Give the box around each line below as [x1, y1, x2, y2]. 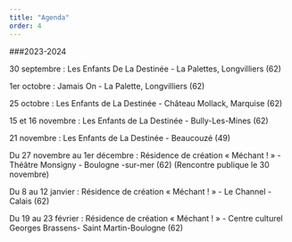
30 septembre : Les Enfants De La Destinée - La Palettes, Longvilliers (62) [9, 63, 281, 74]
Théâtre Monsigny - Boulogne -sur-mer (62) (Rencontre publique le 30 [9, 159, 270, 170]
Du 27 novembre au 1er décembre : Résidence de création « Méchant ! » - [9, 149, 281, 161]
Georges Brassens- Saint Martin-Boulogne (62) [9, 222, 184, 233]
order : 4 [9, 21, 42, 30]
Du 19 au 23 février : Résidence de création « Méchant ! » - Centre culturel [9, 213, 283, 223]
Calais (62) [9, 196, 50, 206]
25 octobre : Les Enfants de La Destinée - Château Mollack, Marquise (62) [9, 97, 283, 108]
